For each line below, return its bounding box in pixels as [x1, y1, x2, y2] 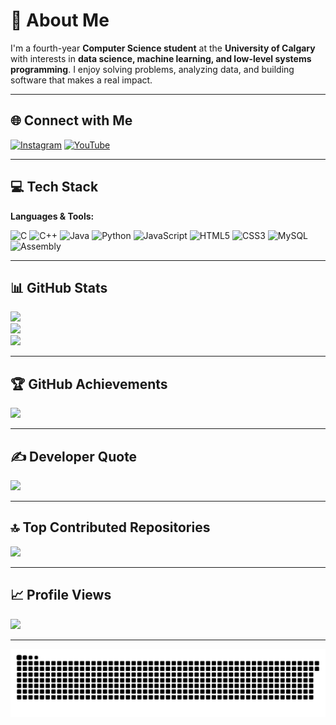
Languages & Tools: [10, 210, 95, 222]
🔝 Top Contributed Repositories [10, 519, 211, 536]
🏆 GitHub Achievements [10, 375, 168, 393]
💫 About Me [10, 9, 110, 32]
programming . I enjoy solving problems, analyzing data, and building [10, 63, 295, 75]
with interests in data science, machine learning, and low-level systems [10, 52, 312, 64]
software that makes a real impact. [10, 74, 153, 86]
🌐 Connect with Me [10, 112, 133, 129]
